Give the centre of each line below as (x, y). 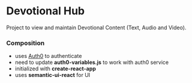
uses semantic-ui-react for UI (52, 75)
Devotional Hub (46, 11)
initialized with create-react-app (55, 69)
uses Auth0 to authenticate (48, 56)
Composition (25, 43)
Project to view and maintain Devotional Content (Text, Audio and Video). (96, 27)
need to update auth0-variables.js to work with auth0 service (92, 62)
